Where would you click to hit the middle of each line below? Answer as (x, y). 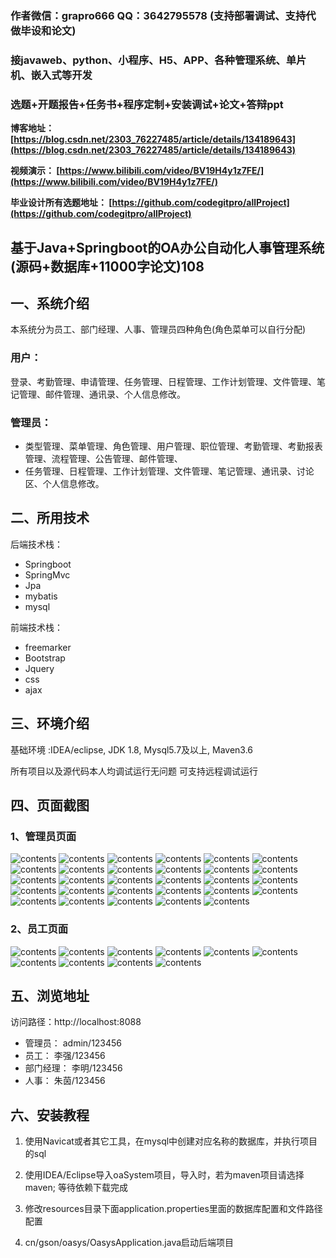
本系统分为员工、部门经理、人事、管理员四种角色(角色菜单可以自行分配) (158, 329)
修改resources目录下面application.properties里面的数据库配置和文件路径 (173, 1209)
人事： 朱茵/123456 (65, 1081)
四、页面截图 (50, 805)
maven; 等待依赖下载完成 (76, 1188)
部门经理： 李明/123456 (73, 1068)
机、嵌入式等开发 (51, 75)
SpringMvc (47, 574)
